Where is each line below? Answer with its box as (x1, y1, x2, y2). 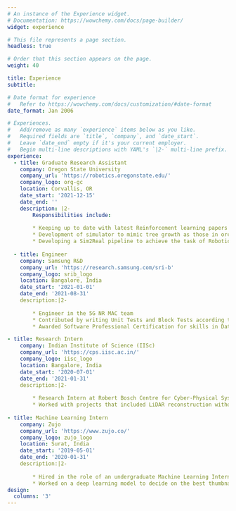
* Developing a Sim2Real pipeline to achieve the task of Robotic (32, 238, 231, 245)
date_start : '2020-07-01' (20, 368, 96, 376)
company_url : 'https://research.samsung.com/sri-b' (20, 264, 174, 271)
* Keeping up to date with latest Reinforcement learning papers (32, 225, 228, 232)
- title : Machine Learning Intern (7, 414, 109, 421)
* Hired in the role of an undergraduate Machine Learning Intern (32, 473, 231, 480)
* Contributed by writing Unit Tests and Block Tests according (32, 316, 225, 324)
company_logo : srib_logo (20, 271, 93, 278)
